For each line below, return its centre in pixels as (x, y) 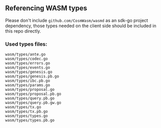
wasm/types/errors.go (28, 63)
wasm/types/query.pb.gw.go (33, 103)
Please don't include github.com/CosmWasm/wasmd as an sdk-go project (77, 20)
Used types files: (26, 44)
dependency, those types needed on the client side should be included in (81, 26)
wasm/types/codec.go (27, 59)
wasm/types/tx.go (23, 107)
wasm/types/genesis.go (29, 72)
